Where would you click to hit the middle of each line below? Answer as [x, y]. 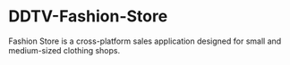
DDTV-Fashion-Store [88, 16]
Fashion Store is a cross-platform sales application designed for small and [145, 41]
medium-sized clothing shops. [64, 50]
